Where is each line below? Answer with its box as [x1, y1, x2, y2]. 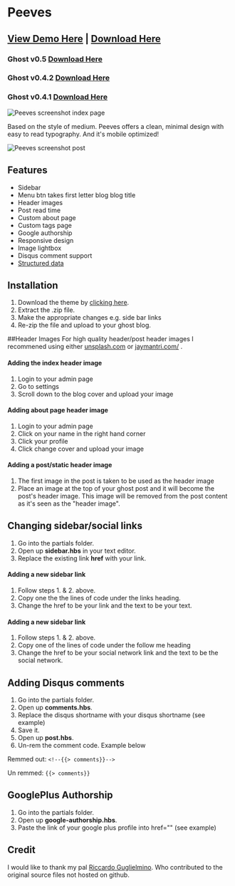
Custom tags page [17, 221, 73, 229]
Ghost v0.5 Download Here [7, 54, 103, 64]
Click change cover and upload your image [17, 444, 145, 453]
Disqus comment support [17, 251, 93, 260]
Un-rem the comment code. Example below [17, 741, 146, 749]
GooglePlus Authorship [7, 789, 113, 801]
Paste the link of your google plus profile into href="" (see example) [17, 823, 217, 832]
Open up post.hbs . [17, 733, 74, 741]
